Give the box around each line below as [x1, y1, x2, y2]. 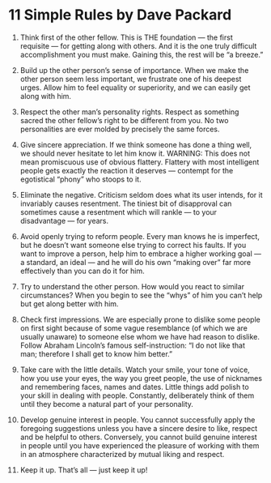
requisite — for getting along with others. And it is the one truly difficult [19, 41, 257, 50]
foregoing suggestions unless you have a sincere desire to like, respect [19, 423, 258, 433]
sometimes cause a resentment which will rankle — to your [19, 207, 217, 216]
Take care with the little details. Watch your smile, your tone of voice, [19, 365, 251, 374]
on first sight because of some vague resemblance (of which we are [19, 323, 248, 333]
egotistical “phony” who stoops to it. [19, 174, 142, 184]
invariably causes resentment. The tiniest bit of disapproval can [19, 199, 232, 208]
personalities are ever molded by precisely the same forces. [19, 124, 220, 134]
